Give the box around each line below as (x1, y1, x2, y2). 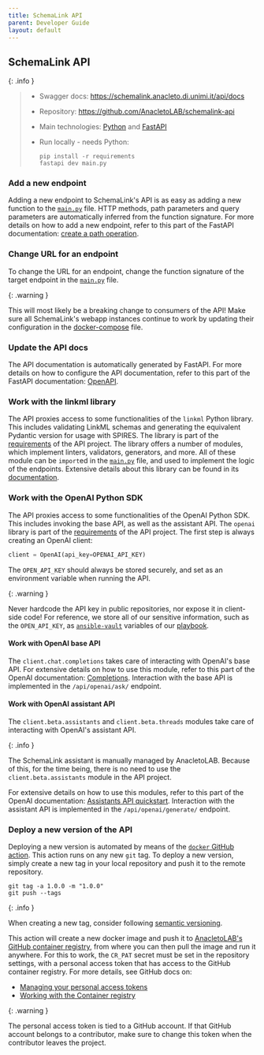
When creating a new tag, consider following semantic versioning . (8, 919, 223, 928)
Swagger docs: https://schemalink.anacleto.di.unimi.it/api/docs (39, 91, 245, 101)
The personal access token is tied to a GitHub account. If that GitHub (8, 1021, 232, 1031)
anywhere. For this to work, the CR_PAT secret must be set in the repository (8, 950, 250, 960)
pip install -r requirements (39, 153, 136, 161)
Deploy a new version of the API (8, 824, 132, 835)
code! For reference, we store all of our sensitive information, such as (23, 612, 250, 622)
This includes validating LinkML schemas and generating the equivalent (8, 422, 241, 432)
